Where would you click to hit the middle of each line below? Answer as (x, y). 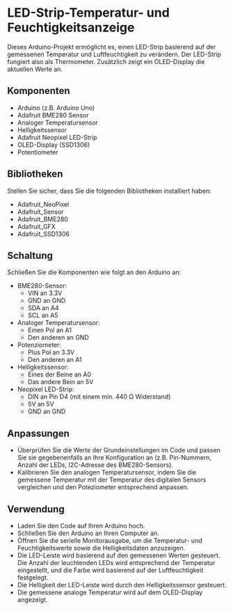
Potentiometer (38, 152)
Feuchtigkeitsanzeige (71, 27)
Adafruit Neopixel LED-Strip (57, 137)
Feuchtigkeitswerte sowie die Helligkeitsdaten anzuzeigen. (101, 548)
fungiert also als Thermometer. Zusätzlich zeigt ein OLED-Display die (106, 61)
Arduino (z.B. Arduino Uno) (56, 108)
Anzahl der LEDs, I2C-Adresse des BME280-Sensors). (95, 465)
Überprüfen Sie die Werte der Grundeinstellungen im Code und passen (119, 450)
